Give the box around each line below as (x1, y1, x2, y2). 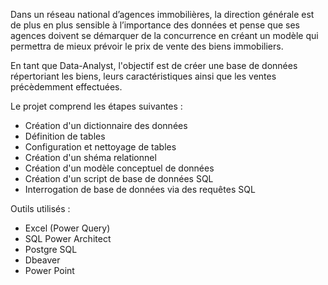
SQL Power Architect (24, 233, 112, 244)
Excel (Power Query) (24, 222, 111, 234)
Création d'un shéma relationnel (24, 152, 157, 163)
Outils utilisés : (10, 203, 71, 214)
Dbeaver (24, 254, 61, 266)
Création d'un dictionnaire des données (24, 120, 188, 131)
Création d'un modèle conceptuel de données (24, 162, 215, 174)
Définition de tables (24, 130, 106, 142)
